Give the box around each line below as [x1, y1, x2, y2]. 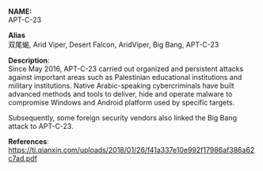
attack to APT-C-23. [8, 122, 74, 131]
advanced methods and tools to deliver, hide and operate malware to [8, 89, 233, 98]
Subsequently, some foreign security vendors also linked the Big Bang [8, 113, 238, 122]
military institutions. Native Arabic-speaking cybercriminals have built [8, 81, 235, 90]
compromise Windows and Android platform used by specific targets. [8, 98, 235, 107]
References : [8, 137, 49, 146]
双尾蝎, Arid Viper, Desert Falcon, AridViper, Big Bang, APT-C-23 [8, 40, 219, 49]
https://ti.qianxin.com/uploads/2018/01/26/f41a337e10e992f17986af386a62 [8, 146, 255, 154]
